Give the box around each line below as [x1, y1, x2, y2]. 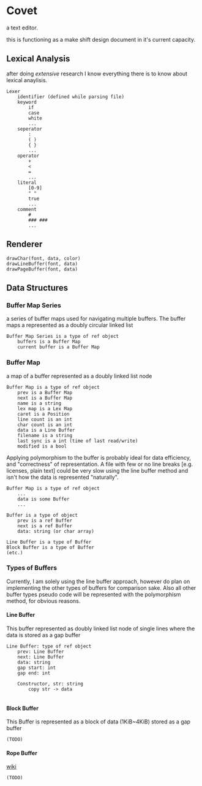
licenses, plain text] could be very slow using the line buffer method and [6, 467, 189, 474]
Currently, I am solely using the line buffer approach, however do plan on [6, 578, 190, 585]
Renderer [6, 239, 43, 250]
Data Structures [6, 283, 69, 293]
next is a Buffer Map [17, 395, 72, 401]
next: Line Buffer [17, 654, 64, 660]
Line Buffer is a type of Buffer [6, 539, 92, 545]
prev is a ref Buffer [17, 517, 72, 524]
